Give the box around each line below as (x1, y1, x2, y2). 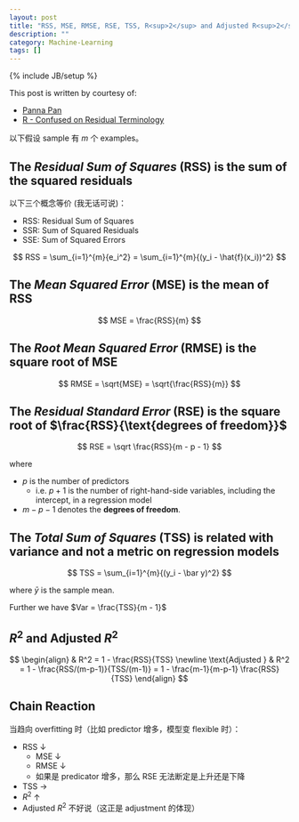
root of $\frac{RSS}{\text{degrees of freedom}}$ (9, 417, 287, 432)
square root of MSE (9, 355, 118, 370)
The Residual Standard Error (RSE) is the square (9, 404, 281, 419)
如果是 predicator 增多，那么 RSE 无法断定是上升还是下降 (35, 770, 246, 781)
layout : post (9, 12, 58, 22)
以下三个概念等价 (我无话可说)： (9, 197, 127, 208)
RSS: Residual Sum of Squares (21, 215, 134, 226)
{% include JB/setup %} (9, 70, 98, 81)
